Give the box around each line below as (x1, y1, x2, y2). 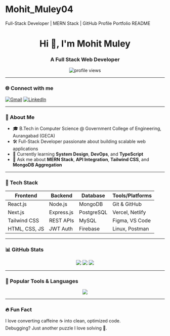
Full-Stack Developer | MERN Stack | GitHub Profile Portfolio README (5, 20, 151, 26)
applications (12, 146, 38, 152)
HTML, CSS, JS (8, 225, 45, 232)
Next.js (8, 209, 24, 216)
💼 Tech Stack (5, 179, 38, 186)
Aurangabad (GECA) (12, 133, 56, 139)
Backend (51, 192, 72, 199)
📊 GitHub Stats (5, 246, 44, 253)
